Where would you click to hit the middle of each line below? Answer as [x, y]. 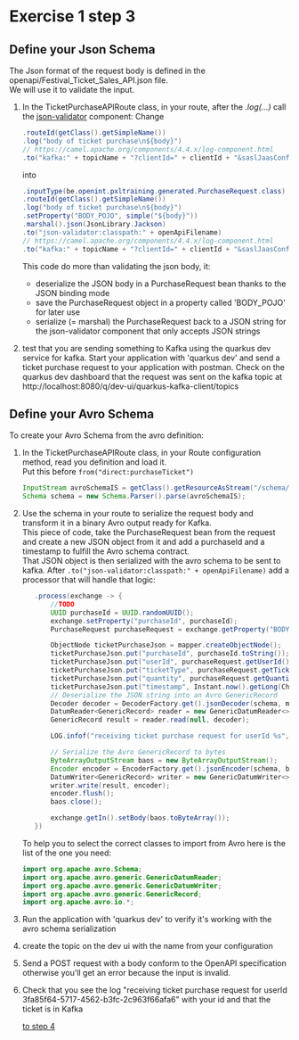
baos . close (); [76, 802]
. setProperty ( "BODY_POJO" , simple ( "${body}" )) [110, 216]
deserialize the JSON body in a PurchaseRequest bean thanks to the [161, 284]
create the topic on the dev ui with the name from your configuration [147, 946]
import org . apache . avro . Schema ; [82, 869]
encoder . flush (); [82, 794]
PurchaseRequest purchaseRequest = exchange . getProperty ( [160, 629]
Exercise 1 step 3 [73, 17]
